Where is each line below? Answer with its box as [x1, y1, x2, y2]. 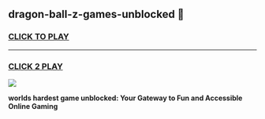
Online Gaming [8, 101, 58, 110]
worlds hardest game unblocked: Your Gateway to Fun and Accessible [8, 93, 243, 103]
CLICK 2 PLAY [8, 60, 63, 71]
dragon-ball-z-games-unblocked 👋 [8, 8, 185, 21]
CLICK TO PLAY [8, 31, 69, 42]
